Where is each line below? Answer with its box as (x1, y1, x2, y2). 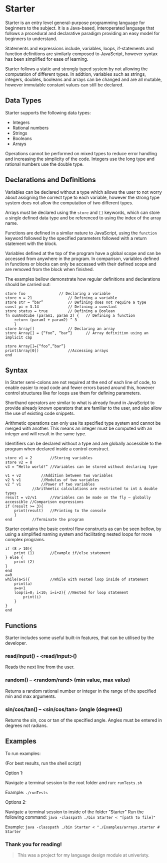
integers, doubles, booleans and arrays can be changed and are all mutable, (5, 76, 162, 82)
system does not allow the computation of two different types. (5, 199, 133, 206)
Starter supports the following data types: (5, 109, 91, 115)
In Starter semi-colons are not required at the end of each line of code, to (5, 380, 156, 386)
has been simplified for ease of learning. (5, 56, 88, 62)
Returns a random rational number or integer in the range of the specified (5, 688, 156, 694)
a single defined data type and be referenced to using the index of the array (5, 214, 161, 221)
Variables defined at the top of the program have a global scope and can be (5, 250, 161, 256)
